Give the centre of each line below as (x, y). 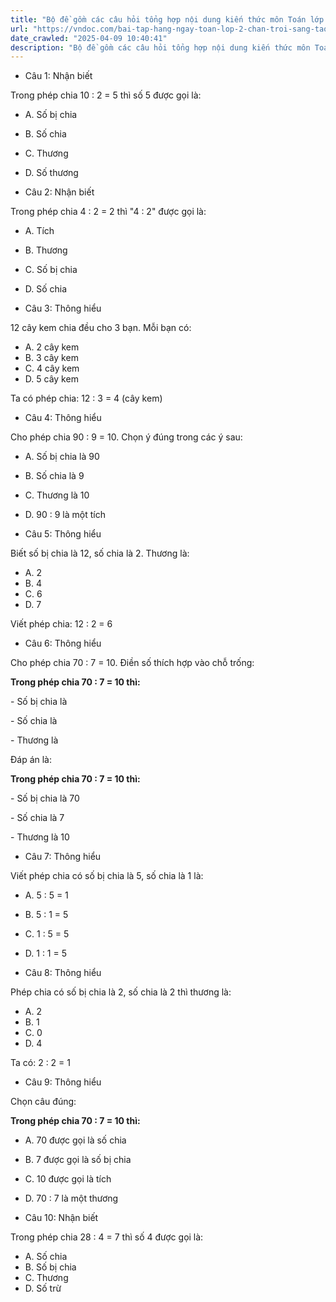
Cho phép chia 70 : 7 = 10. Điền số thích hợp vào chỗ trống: (132, 663)
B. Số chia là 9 (54, 476)
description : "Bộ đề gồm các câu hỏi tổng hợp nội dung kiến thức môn (160, 47)
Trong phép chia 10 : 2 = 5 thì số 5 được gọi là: (106, 95)
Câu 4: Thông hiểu (63, 418)
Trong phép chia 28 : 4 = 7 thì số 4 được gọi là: (107, 1237)
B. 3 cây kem (51, 358)
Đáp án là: (31, 760)
